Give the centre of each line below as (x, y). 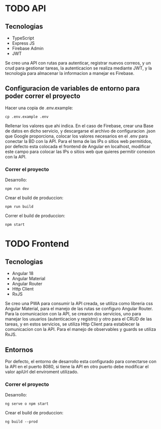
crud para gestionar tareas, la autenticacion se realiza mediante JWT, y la (79, 68)
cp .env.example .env (27, 117)
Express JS (23, 43)
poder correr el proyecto (43, 96)
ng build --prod (21, 422)
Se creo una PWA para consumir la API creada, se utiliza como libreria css (79, 304)
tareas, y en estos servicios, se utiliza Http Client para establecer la (72, 324)
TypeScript (23, 38)
